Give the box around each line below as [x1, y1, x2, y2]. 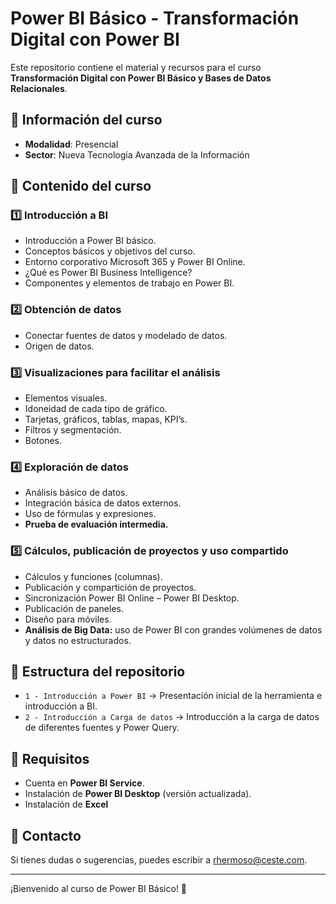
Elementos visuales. [24, 392, 108, 404]
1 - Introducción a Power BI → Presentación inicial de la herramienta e [24, 690, 323, 702]
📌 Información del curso [10, 112, 163, 129]
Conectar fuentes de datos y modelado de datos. [24, 329, 228, 341]
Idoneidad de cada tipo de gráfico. [24, 403, 168, 415]
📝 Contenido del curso [10, 178, 152, 195]
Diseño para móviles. [24, 613, 112, 625]
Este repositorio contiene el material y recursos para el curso [10, 61, 262, 73]
